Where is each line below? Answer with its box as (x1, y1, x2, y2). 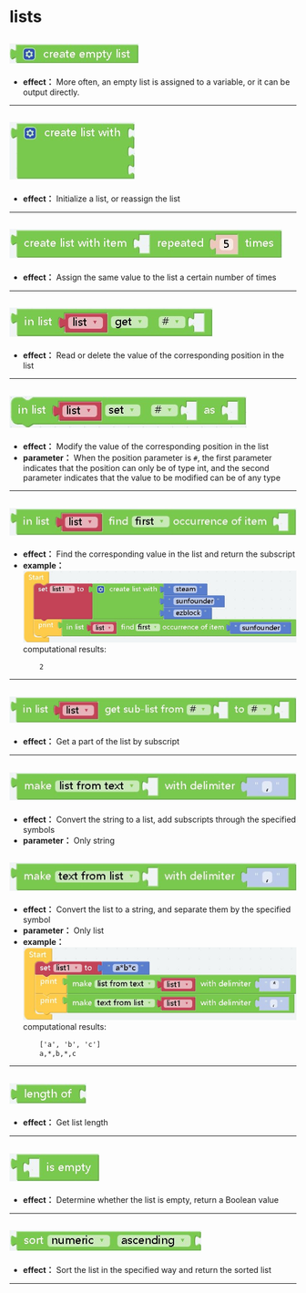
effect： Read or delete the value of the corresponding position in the (22, 350, 285, 361)
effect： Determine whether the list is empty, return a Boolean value (22, 1194, 280, 1205)
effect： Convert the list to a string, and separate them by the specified (22, 904, 291, 915)
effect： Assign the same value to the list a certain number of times (22, 272, 277, 282)
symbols (22, 824, 56, 835)
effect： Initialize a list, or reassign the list (22, 193, 180, 204)
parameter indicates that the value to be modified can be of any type (22, 472, 280, 484)
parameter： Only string (22, 835, 116, 846)
